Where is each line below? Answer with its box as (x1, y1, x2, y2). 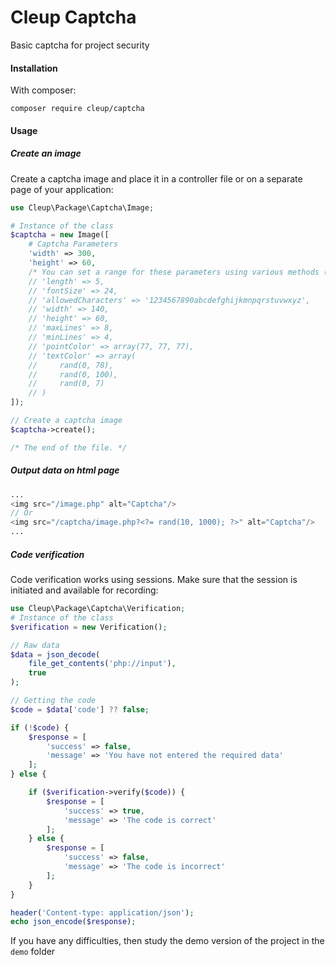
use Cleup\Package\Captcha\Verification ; (10, 604, 186, 614)
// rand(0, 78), (28, 360, 114, 370)
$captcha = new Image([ (10, 230, 110, 240)
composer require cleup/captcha (10, 104, 145, 114)
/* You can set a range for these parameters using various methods (28, 267, 320, 277)
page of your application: (10, 183, 114, 195)
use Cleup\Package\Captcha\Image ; (10, 202, 155, 213)
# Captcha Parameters (28, 239, 118, 250)
